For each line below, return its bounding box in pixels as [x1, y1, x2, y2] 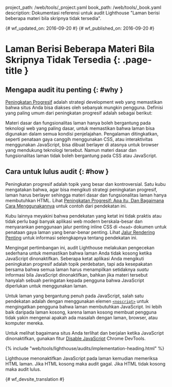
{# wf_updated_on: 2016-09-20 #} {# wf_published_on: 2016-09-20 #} [5, 25, 155, 31]
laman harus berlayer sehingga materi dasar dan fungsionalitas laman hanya [5, 192, 167, 198]
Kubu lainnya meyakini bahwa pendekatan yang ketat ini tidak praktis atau [5, 212, 162, 219]
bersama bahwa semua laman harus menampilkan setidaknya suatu [5, 266, 149, 273]
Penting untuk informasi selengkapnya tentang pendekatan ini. [5, 235, 138, 241]
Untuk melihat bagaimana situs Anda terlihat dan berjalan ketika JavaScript [5, 330, 164, 336]
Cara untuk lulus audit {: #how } [5, 167, 109, 176]
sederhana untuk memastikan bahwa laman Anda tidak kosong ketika [5, 250, 152, 256]
